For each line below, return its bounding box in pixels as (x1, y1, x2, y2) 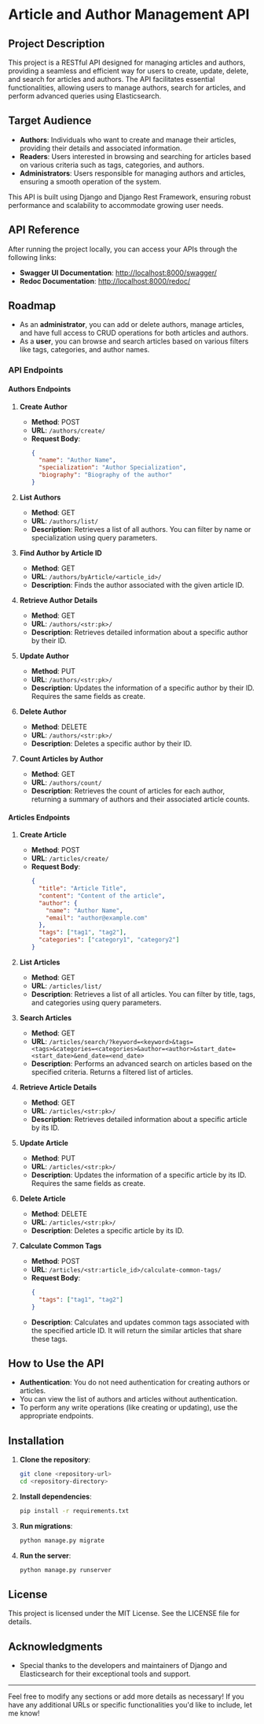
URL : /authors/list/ (31, 516, 99, 526)
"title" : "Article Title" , (38, 885, 127, 893)
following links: (8, 252, 57, 262)
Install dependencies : (19, 1492, 92, 1501)
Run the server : (19, 1551, 71, 1560)
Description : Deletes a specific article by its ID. (31, 1225, 185, 1235)
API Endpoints (8, 365, 64, 376)
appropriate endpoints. (19, 1411, 94, 1421)
